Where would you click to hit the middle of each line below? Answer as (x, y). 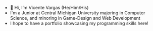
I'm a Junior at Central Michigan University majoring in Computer (78, 13)
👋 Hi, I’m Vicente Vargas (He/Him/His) (49, 8)
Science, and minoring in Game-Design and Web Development (75, 18)
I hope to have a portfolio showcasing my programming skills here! (79, 23)
